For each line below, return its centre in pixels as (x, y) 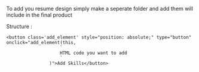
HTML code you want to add (94, 53)
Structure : (19, 26)
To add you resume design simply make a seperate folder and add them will (100, 9)
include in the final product (40, 15)
